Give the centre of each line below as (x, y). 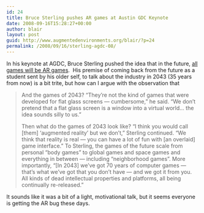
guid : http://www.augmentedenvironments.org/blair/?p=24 (81, 40)
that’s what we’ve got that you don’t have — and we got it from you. (106, 171)
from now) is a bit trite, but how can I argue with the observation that (93, 83)
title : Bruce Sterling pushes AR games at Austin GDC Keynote (87, 18)
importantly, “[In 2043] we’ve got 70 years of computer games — (104, 165)
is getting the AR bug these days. (48, 203)
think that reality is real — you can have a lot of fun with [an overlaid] (108, 139)
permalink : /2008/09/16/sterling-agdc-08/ (61, 47)
